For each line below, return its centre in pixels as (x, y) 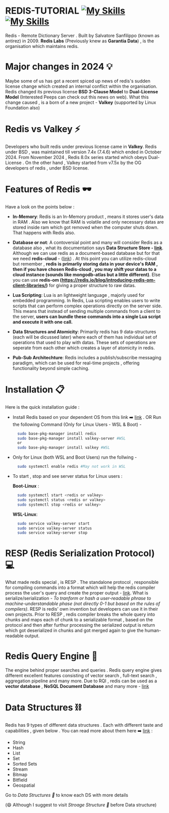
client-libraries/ (29, 285)
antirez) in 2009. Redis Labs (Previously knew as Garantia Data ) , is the (80, 41)
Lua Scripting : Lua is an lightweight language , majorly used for (78, 295)
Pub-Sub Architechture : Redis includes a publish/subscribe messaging (87, 357)
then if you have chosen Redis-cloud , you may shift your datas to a (84, 269)
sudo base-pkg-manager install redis (57, 433)
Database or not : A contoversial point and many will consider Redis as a (87, 242)
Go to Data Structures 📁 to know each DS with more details (67, 795)
